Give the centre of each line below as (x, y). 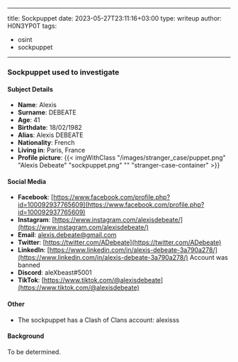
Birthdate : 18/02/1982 (50, 128)
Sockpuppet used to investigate (63, 72)
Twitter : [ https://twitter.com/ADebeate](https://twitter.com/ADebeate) (119, 243)
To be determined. (34, 351)
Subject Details (30, 89)
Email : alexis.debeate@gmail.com (67, 235)
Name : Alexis (37, 105)
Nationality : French (46, 143)
